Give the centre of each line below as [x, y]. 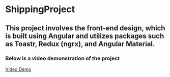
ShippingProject [40, 9]
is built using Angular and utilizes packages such [85, 36]
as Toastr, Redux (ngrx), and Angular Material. [80, 44]
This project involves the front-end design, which [85, 28]
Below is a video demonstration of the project [63, 58]
